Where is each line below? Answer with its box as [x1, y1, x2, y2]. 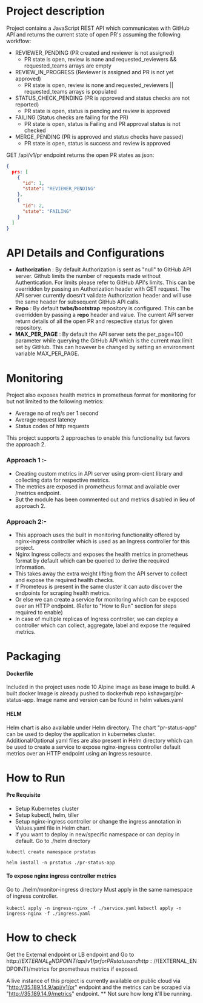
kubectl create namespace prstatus [6, 849, 96, 855]
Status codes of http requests [15, 423, 90, 430]
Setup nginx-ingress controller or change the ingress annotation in [15, 817, 181, 825]
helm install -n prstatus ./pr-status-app [6, 859, 115, 866]
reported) [15, 100, 39, 108]
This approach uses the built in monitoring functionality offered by [15, 531, 181, 538]
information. [15, 563, 45, 571]
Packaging [6, 650, 61, 664]
